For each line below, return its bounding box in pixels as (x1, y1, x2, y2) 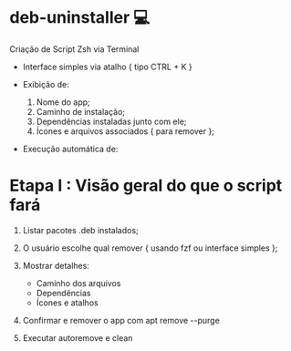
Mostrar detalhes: (22, 260, 89, 271)
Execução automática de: (22, 143, 119, 154)
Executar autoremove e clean (22, 332, 133, 343)
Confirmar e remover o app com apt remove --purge (22, 315, 221, 325)
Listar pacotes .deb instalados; (22, 224, 139, 235)
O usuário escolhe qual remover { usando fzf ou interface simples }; (22, 243, 278, 253)
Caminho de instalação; (36, 106, 126, 117)
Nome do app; (36, 97, 91, 108)
